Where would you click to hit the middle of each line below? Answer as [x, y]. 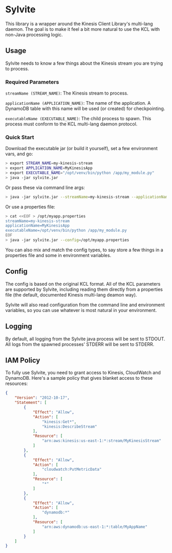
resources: [17, 383]
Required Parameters [32, 82]
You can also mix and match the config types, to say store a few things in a [84, 250]
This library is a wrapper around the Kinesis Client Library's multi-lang [79, 24]
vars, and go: [19, 154]
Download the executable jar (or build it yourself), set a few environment [81, 149]
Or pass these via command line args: [45, 187]
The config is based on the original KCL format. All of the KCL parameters [83, 284]
